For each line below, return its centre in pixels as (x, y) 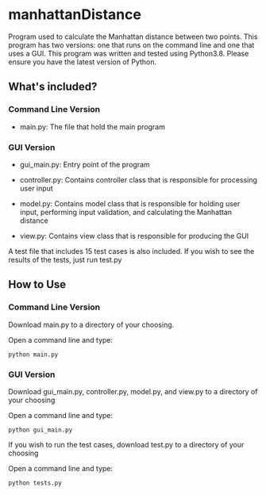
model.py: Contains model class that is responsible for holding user (130, 203)
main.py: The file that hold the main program (92, 127)
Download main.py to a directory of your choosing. (91, 324)
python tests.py (35, 483)
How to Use (37, 284)
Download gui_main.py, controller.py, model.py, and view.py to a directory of (133, 391)
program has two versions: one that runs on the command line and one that (131, 44)
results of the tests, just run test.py (65, 259)
